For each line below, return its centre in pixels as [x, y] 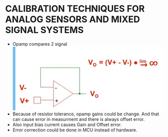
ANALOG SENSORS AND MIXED [73, 19]
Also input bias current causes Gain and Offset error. [67, 124]
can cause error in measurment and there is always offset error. [78, 119]
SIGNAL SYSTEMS [45, 30]
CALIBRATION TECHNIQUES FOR [75, 9]
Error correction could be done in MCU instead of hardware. [75, 130]
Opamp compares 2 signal [40, 44]
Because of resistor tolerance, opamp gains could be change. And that [86, 114]
